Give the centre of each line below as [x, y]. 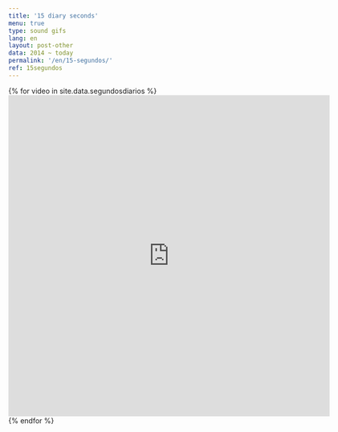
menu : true [26, 23]
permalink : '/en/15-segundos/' [61, 61]
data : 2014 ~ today [41, 53]
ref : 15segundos [35, 68]
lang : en [23, 38]
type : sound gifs [37, 31]
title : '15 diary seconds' [53, 16]
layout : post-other [41, 46]
